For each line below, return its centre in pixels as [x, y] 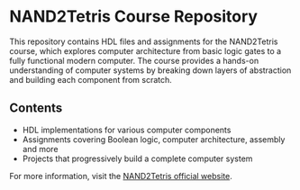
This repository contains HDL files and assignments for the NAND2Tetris [144, 41]
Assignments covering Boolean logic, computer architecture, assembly [154, 139]
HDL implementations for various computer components [127, 130]
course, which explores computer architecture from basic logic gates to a [145, 50]
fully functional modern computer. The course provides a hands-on [134, 60]
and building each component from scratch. [91, 79]
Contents [36, 109]
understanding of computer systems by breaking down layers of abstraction [150, 70]
